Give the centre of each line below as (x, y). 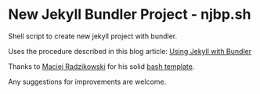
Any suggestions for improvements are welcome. (87, 81)
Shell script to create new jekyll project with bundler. (93, 36)
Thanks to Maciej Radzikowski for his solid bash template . (101, 66)
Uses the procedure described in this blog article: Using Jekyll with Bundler (130, 51)
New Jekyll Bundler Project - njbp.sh (130, 14)
